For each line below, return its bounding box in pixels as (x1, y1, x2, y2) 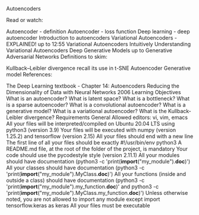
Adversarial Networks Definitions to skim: (6, 53, 108, 60)
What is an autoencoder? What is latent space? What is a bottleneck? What (6, 95, 190, 102)
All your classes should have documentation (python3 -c (6, 164, 145, 171)
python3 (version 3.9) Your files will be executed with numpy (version (6, 127, 176, 133)
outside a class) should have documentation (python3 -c (6, 177, 145, 184)
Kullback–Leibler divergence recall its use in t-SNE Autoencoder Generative (6, 65, 191, 72)
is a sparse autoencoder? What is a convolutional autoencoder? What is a (6, 101, 186, 108)
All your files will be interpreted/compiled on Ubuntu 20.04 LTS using (6, 120, 175, 127)
